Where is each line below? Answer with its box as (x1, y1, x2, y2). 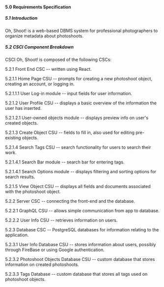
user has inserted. (5, 105, 42, 111)
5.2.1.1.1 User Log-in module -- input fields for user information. (5, 90, 133, 96)
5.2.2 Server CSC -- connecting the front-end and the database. (5, 198, 135, 204)
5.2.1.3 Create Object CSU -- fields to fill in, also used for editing (5, 129, 135, 135)
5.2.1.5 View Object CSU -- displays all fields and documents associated (5, 183, 151, 189)
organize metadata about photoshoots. (5, 32, 84, 39)
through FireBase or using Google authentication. (5, 247, 105, 253)
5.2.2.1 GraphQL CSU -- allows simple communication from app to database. (5, 207, 160, 214)
